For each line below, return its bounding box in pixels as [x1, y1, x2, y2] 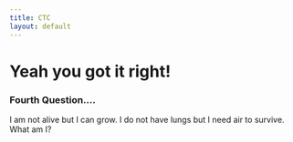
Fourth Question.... [9, 93, 96, 106]
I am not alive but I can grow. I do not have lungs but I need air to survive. [9, 114, 285, 125]
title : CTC [9, 13, 51, 23]
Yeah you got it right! [9, 61, 172, 82]
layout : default [9, 22, 71, 31]
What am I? [9, 124, 52, 135]
